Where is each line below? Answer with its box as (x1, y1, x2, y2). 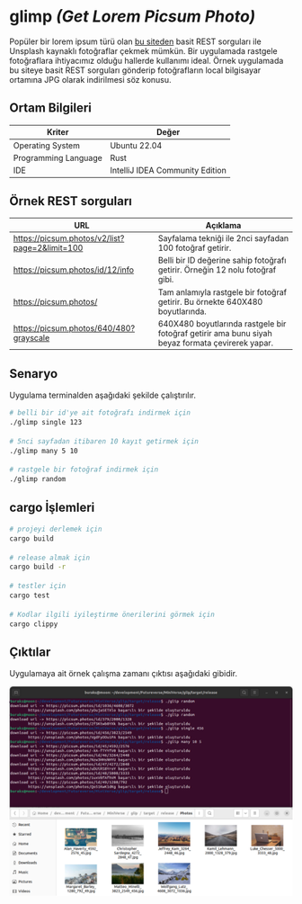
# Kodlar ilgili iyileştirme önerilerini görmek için (9, 610, 216, 619)
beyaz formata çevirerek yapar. (157, 337, 274, 348)
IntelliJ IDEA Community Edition (110, 165, 226, 175)
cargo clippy (9, 619, 58, 629)
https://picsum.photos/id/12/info (13, 264, 135, 275)
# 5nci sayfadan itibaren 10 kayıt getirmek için (9, 436, 200, 446)
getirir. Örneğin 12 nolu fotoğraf (157, 264, 277, 275)
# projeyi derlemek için (9, 524, 102, 533)
